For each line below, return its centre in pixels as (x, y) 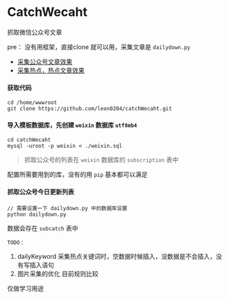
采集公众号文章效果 (45, 61)
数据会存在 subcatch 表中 (43, 228)
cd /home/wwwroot (32, 103)
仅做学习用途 (25, 288)
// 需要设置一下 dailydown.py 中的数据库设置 (67, 208)
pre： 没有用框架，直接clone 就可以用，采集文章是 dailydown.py (99, 46)
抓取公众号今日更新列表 (41, 191)
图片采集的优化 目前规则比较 (58, 273)
